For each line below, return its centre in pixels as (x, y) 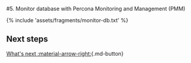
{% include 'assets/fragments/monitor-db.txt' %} (67, 20)
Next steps (27, 39)
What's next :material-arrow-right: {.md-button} (65, 53)
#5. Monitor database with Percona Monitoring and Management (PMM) (96, 9)
